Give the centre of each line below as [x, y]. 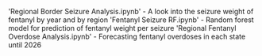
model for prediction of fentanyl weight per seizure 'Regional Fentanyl [122, 28]
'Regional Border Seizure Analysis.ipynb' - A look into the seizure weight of [131, 11]
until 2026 [25, 45]
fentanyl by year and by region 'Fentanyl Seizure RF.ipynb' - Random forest [131, 20]
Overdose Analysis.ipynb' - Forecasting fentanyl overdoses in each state [127, 36]
